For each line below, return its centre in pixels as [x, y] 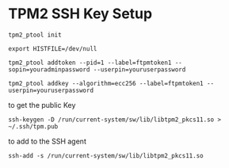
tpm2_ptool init [35, 35]
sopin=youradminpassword [49, 69]
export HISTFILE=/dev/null [53, 48]
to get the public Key [42, 105]
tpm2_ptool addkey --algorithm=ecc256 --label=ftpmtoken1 [106, 83]
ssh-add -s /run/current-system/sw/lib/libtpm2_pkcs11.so [106, 155]
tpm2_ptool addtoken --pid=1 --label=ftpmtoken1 [90, 63]
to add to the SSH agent [48, 141]
